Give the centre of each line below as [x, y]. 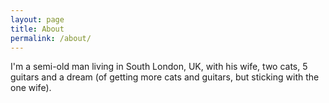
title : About [37, 29]
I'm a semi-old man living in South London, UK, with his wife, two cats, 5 [159, 67]
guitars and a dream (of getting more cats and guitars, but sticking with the [165, 77]
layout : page [37, 19]
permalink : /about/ [51, 38]
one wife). [31, 88]
